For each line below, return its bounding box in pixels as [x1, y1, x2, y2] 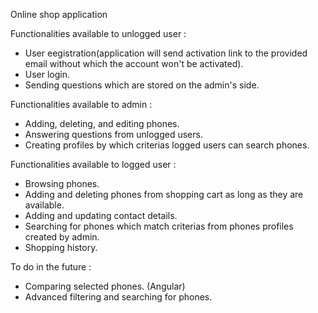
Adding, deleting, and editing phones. [24, 118, 180, 129]
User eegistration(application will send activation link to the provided [24, 47, 308, 59]
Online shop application [10, 9, 108, 20]
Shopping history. [24, 242, 98, 253]
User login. [24, 69, 71, 80]
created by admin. [24, 231, 100, 243]
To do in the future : [10, 261, 92, 273]
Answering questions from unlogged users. [24, 129, 203, 140]
